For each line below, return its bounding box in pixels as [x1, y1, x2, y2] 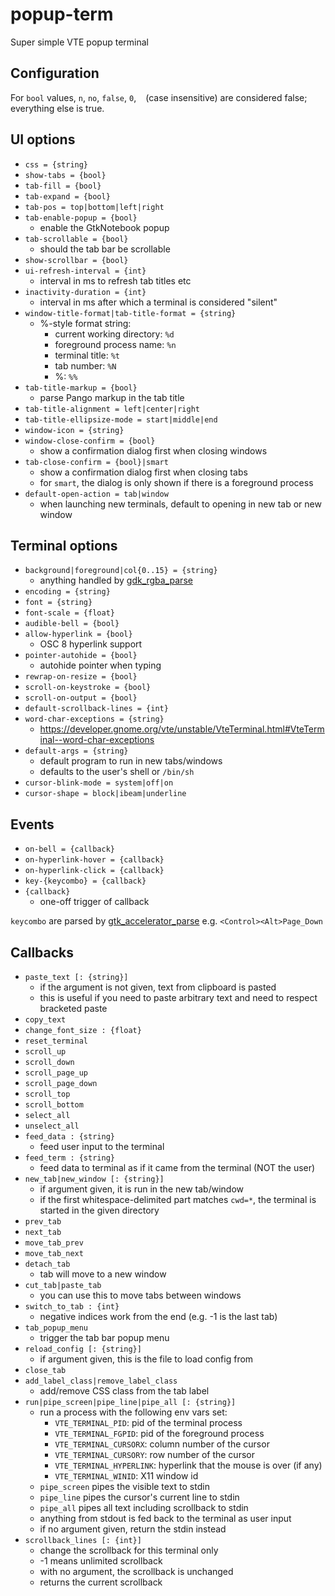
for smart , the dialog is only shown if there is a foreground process [39, 476, 314, 488]
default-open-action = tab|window [24, 489, 169, 499]
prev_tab [24, 1217, 62, 1227]
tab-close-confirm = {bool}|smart [24, 457, 169, 467]
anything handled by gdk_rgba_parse [39, 574, 193, 587]
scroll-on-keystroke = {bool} [24, 683, 152, 693]
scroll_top [24, 1089, 71, 1099]
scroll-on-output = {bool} [24, 693, 138, 703]
